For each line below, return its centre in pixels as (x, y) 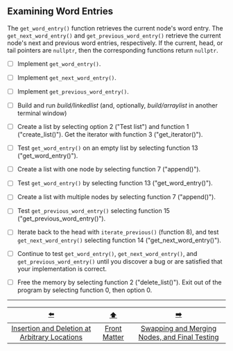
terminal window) (42, 113)
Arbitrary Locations (51, 337)
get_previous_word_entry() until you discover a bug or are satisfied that (120, 261)
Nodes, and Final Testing (179, 337)
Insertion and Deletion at (51, 328)
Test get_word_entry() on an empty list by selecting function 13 (107, 148)
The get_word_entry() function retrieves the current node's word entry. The (115, 28)
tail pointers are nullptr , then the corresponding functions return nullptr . (113, 50)
